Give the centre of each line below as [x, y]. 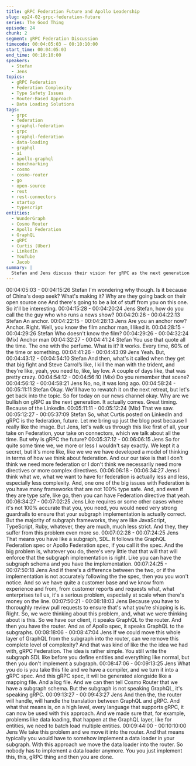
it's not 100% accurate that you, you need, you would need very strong [92, 508]
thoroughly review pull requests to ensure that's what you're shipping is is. [96, 607]
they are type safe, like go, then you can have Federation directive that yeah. [99, 495]
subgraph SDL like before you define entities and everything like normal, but [98, 657]
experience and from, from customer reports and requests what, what [90, 588]
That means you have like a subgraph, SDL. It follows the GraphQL [86, 539]
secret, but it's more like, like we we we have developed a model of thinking [97, 451]
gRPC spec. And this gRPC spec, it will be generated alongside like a [89, 676]
